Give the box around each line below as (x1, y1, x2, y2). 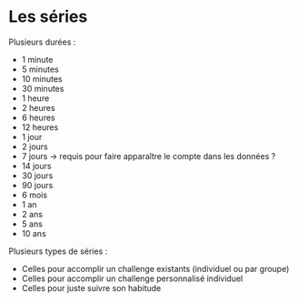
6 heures (21, 112, 55, 123)
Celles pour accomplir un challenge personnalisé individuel (21, 273, 243, 284)
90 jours (21, 179, 54, 190)
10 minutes (21, 73, 63, 84)
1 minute (21, 54, 54, 65)
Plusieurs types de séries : (8, 246, 108, 257)
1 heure (21, 93, 50, 104)
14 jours (21, 160, 52, 171)
